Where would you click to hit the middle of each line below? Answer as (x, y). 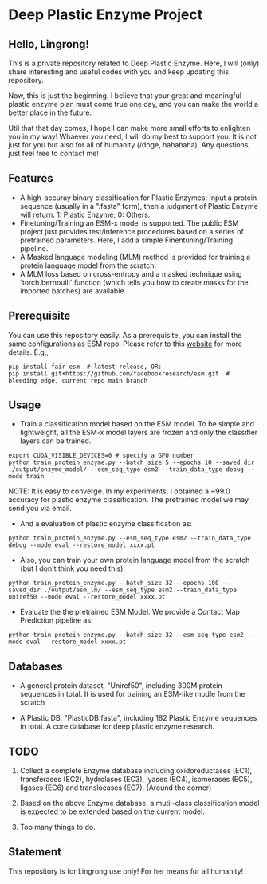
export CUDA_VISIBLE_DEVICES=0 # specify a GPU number (101, 456)
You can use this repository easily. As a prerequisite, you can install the (125, 335)
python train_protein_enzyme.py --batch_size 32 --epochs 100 (114, 583)
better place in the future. (50, 112)
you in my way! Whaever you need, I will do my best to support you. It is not (133, 136)
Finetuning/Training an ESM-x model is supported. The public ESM (129, 223)
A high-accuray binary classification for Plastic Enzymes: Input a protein (138, 198)
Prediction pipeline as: (56, 620)
